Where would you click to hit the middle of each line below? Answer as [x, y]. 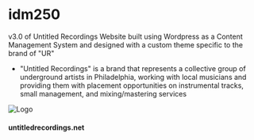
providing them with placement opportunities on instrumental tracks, [132, 85]
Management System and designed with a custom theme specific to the [126, 44]
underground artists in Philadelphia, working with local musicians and [133, 77]
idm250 [35, 15]
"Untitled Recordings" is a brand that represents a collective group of [133, 68]
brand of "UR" [31, 53]
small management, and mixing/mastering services [103, 93]
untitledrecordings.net [46, 127]
